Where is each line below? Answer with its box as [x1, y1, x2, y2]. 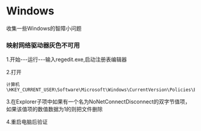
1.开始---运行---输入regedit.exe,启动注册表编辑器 [6, 56, 127, 63]
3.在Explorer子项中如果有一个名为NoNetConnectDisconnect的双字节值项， [6, 98, 190, 105]
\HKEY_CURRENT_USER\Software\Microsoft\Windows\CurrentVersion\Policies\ [6, 87, 194, 93]
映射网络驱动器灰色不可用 [6, 41, 80, 49]
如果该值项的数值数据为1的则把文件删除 [6, 106, 103, 113]
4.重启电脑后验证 [6, 118, 48, 126]
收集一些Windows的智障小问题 [6, 25, 82, 32]
